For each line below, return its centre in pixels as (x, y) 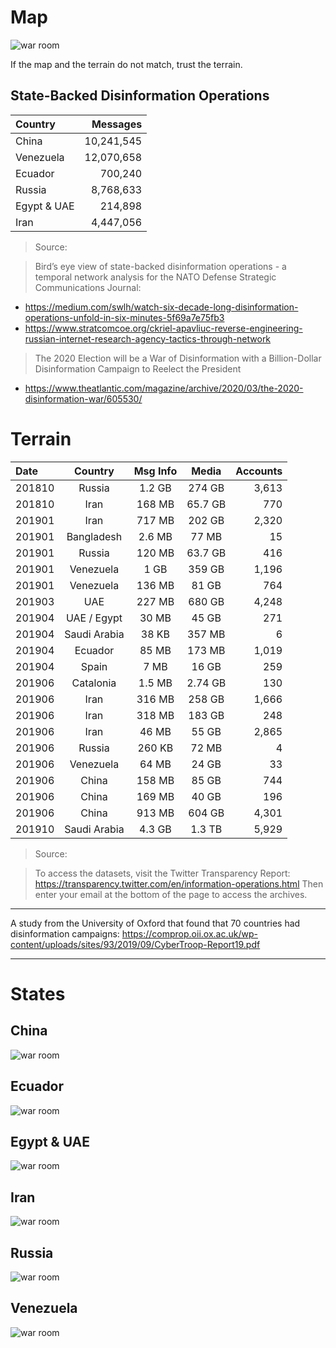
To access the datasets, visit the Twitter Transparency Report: (162, 873)
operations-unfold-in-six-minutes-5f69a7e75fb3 (124, 317)
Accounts (259, 471)
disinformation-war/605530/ (83, 398)
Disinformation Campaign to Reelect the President (138, 368)
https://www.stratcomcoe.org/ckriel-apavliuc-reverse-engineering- (163, 328)
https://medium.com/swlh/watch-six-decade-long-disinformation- (161, 307)
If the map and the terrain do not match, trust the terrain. (126, 64)
